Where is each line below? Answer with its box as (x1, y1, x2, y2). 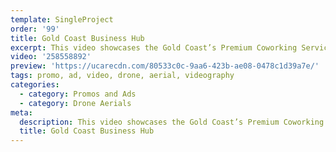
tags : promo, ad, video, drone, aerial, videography (10, 71, 235, 81)
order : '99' (10, 24, 60, 34)
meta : (10, 107, 33, 118)
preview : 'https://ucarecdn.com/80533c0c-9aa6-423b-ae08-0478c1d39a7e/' (10, 61, 320, 71)
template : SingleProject (10, 14, 114, 25)
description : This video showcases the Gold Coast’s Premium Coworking (19, 117, 325, 127)
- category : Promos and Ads (19, 89, 137, 99)
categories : (10, 80, 60, 90)
